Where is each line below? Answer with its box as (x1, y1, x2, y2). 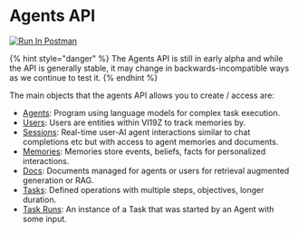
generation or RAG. (22, 174, 94, 186)
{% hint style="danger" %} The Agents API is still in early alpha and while (9, 53, 284, 63)
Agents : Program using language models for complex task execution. (22, 107, 281, 118)
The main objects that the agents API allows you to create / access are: (9, 90, 274, 101)
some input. (22, 213, 68, 224)
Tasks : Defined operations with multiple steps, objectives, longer (22, 184, 264, 195)
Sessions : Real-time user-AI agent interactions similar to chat (22, 126, 251, 137)
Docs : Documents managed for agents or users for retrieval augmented (22, 165, 290, 176)
